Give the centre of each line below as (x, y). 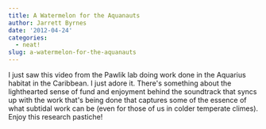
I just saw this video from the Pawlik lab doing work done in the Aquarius (127, 75)
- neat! (28, 45)
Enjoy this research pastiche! (56, 117)
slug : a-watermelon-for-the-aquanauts (72, 52)
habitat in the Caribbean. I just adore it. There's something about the (120, 83)
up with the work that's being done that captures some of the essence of (128, 100)
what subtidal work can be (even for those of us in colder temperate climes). (133, 108)
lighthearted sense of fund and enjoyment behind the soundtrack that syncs (133, 91)
